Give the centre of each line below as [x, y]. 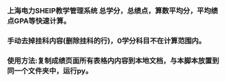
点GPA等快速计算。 [39, 20]
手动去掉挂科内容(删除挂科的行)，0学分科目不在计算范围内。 [107, 41]
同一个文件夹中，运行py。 [50, 70]
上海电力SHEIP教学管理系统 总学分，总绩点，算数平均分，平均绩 [113, 10]
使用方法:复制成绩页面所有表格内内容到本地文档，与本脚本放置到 [113, 60]
